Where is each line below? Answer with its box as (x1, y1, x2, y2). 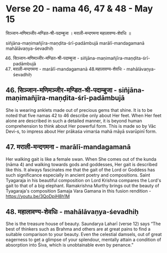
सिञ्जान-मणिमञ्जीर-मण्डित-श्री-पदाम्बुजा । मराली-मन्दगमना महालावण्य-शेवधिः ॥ (5, 30, 131, 36)
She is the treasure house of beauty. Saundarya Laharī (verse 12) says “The (5, 221, 161, 227)
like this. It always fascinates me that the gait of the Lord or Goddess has (5, 167, 155, 173)
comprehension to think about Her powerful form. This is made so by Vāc (5, 123, 157, 129)
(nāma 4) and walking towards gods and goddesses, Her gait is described (5, 161, 158, 167)
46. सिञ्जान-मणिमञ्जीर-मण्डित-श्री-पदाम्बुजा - (5, 86, 117, 95)
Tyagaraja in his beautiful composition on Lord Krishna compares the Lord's (5, 177, 162, 183)
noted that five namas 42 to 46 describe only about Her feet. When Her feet (5, 112, 162, 118)
